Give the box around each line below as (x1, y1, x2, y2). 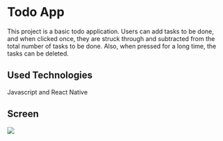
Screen (7, 108, 40, 120)
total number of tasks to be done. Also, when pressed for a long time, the (7, 42, 217, 50)
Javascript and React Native (7, 88, 88, 96)
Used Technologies (7, 69, 92, 81)
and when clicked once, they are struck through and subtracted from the (7, 34, 215, 42)
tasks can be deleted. (7, 49, 69, 58)
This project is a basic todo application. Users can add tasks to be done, (7, 27, 214, 35)
